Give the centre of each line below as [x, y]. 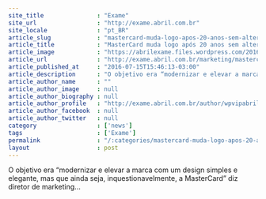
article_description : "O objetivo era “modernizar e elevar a [123, 74]
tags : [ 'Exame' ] [72, 133]
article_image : [55, 52]
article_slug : [55, 38]
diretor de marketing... [44, 187]
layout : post [63, 148]
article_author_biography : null [63, 96]
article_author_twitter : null [63, 118]
